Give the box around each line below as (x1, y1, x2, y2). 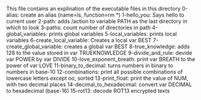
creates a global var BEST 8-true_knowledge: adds (64, 43, 190, 50)
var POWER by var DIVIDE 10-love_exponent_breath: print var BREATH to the (6, 56, 196, 62)
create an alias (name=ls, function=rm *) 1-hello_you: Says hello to (20, 11, 185, 18)
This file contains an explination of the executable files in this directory (6, 5, 181, 12)
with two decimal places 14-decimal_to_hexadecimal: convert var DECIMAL (6, 81, 192, 88)
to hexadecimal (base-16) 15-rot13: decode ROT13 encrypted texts (6, 87, 170, 94)
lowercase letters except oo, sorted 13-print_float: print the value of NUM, (6, 74, 188, 82)
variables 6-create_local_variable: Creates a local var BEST (6, 37, 152, 43)
